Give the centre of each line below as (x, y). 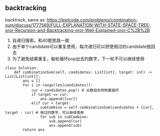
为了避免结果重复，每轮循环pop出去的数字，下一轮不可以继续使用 (78, 59)
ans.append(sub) (65, 125)
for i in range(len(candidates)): (58, 85)
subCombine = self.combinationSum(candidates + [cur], (97, 107)
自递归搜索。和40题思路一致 (41, 40)
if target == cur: (50, 94)
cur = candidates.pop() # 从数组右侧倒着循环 (75, 90)
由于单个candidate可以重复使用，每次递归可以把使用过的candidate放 (81, 46)
